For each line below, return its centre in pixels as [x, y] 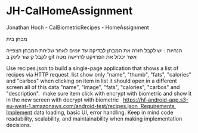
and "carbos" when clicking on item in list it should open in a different [92, 81]
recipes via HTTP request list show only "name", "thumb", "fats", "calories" [99, 74]
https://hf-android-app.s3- [156, 100]
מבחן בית [17, 39]
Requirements [157, 106]
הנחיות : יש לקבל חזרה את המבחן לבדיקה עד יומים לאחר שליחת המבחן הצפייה [94, 50]
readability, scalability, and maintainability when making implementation [94, 118]
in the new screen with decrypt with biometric [63, 100]
